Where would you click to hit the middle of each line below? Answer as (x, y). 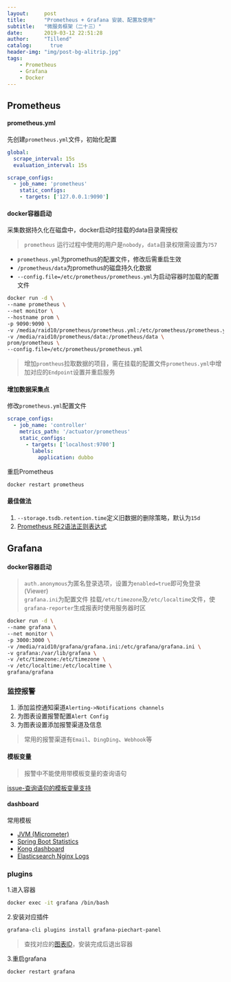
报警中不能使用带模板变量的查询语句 (75, 773)
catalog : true (35, 46)
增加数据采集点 (28, 389)
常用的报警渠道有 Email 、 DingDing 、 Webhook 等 (88, 739)
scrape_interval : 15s (44, 159)
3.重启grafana (27, 959)
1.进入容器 (21, 890)
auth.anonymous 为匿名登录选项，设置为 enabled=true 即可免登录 (112, 583)
